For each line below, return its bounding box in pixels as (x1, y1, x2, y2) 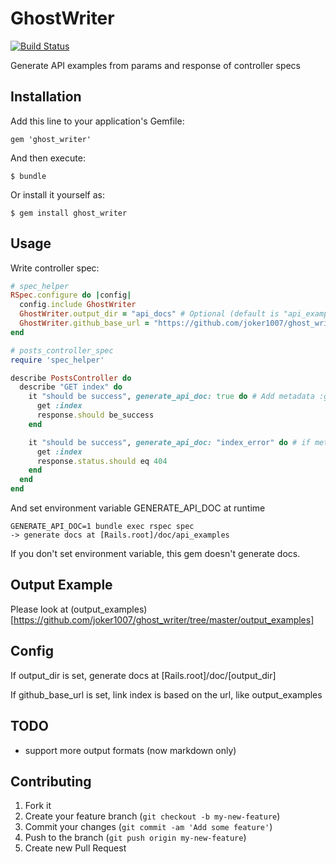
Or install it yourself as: (10, 188, 105, 201)
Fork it (24, 800, 52, 812)
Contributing (10, 773, 92, 790)
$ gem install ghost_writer (10, 208, 128, 218)
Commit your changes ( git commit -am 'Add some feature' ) (24, 821, 273, 833)
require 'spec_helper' (10, 355, 105, 365)
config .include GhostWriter (19, 300, 137, 310)
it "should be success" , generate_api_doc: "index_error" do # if (28, 437, 311, 447)
